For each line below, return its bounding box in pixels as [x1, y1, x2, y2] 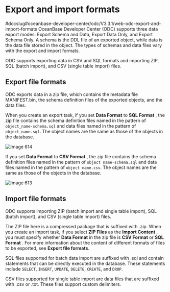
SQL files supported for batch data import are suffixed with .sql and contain [5, 255, 164, 261]
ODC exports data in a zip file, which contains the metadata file [5, 91, 138, 98]
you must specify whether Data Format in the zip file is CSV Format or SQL [5, 234, 164, 240]
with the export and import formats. [5, 47, 80, 54]
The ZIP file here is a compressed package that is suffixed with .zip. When [5, 223, 162, 229]
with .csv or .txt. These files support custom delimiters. [5, 281, 122, 287]
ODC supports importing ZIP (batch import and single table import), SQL [5, 208, 157, 214]
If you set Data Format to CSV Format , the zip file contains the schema [5, 153, 157, 159]
